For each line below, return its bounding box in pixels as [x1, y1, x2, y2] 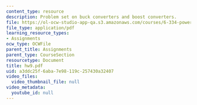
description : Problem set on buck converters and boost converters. [6, 14, 177, 20]
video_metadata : [6, 85, 46, 90]
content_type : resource [6, 8, 64, 15]
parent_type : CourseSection [6, 52, 75, 58]
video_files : [6, 73, 38, 79]
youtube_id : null [11, 90, 54, 96]
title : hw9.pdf [6, 62, 43, 69]
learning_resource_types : [6, 30, 69, 36]
